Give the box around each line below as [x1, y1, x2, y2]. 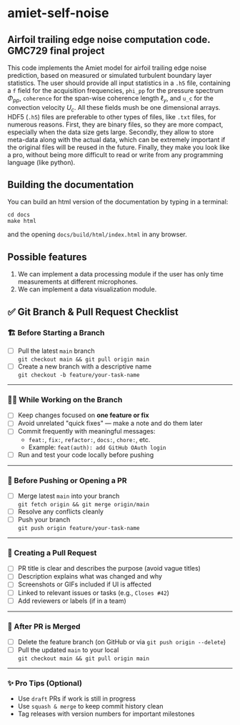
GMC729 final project [7, 44, 105, 56]
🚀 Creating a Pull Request [7, 548, 97, 558]
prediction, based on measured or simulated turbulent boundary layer [7, 71, 212, 79]
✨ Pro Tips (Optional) [7, 679, 82, 689]
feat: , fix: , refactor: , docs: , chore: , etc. [28, 435, 151, 444]
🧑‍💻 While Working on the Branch [7, 394, 123, 404]
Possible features [7, 251, 87, 263]
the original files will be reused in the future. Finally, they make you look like [7, 143, 230, 151]
